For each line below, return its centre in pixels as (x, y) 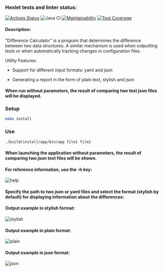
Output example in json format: (38, 252)
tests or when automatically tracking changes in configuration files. (73, 51)
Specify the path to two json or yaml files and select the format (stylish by (82, 192)
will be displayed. (23, 96)
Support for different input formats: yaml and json (62, 70)
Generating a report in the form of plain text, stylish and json (73, 79)
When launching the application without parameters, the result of (73, 153)
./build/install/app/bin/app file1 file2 (48, 142)
